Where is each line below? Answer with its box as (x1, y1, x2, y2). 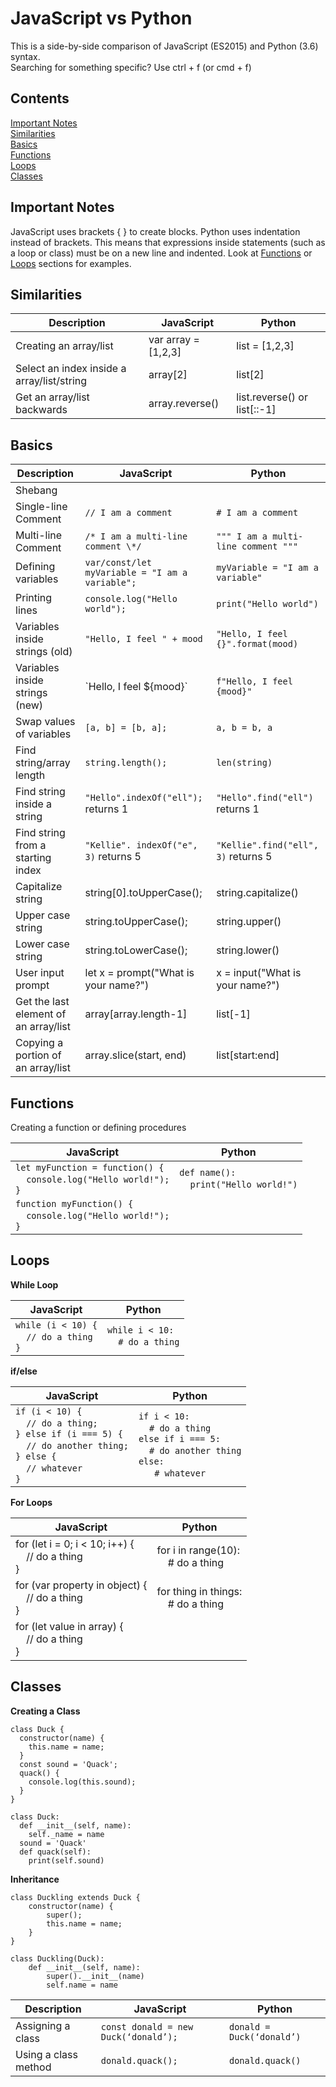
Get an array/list (15, 390, 90, 404)
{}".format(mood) (216, 638, 299, 650)
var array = (148, 333, 200, 347)
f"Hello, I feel (216, 676, 293, 687)
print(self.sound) (28, 1855, 105, 1866)
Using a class (15, 2047, 78, 2061)
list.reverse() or (236, 390, 308, 404)
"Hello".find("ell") (216, 792, 314, 804)
